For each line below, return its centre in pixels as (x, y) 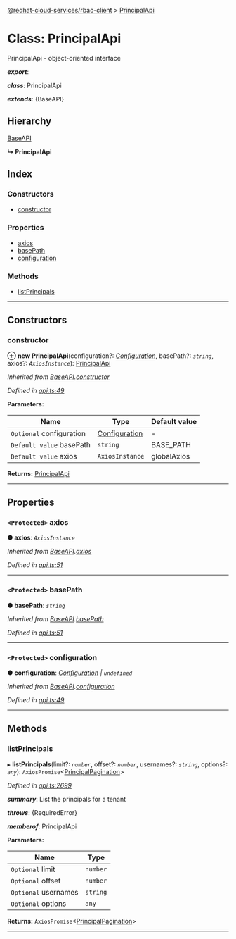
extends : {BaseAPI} (36, 99)
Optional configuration (48, 433)
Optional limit (33, 869)
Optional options (39, 903)
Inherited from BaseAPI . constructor (59, 377)
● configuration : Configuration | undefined (70, 673)
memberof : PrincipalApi (42, 826)
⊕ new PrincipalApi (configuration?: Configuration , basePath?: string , (111, 356)
